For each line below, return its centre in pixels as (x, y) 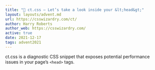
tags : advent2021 (23, 42)
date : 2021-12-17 (23, 38)
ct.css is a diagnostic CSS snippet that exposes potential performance (77, 56)
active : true (19, 33)
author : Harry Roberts (29, 24)
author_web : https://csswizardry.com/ (45, 28)
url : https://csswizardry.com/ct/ (41, 19)
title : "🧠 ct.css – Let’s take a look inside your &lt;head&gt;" (74, 10)
